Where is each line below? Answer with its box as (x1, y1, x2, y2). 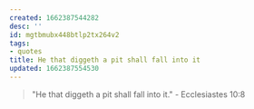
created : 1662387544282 (9, 13, 100, 23)
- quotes (9, 47, 43, 56)
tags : (9, 38, 30, 48)
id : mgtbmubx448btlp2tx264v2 (9, 30, 120, 39)
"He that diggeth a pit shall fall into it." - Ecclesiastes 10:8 (31, 88, 246, 100)
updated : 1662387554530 (9, 64, 100, 74)
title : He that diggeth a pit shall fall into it (9, 55, 201, 64)
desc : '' (9, 22, 43, 31)
